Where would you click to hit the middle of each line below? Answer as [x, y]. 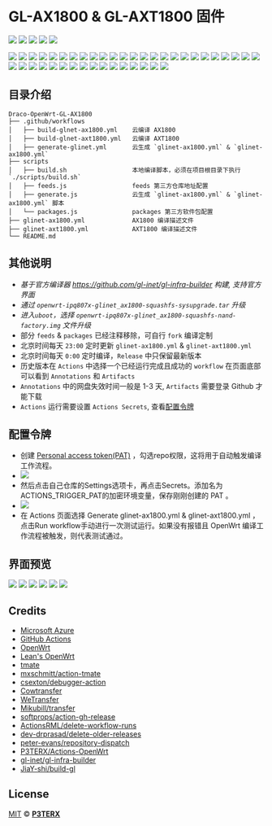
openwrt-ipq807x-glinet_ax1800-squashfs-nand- [156, 315]
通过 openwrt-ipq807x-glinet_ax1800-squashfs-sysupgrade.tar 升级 [133, 304]
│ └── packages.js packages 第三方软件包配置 [111, 212]
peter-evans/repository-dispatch [75, 743]
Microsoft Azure [47, 630]
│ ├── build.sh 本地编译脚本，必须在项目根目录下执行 [125, 170]
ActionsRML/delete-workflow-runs [78, 725]
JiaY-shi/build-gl [47, 769]
